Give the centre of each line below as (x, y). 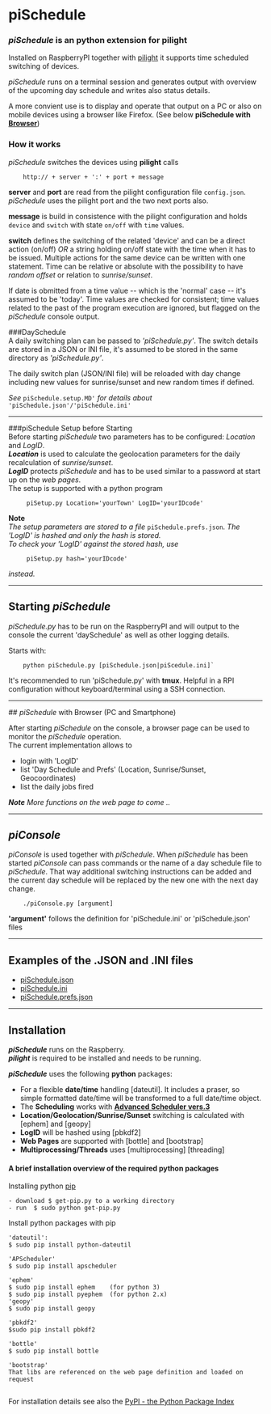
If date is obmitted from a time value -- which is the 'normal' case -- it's (127, 290)
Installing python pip (42, 1186)
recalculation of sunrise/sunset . (61, 462)
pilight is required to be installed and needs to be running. (105, 1058)
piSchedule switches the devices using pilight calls (94, 162)
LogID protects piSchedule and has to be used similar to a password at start (134, 471)
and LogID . (27, 445)
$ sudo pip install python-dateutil (70, 1245)
